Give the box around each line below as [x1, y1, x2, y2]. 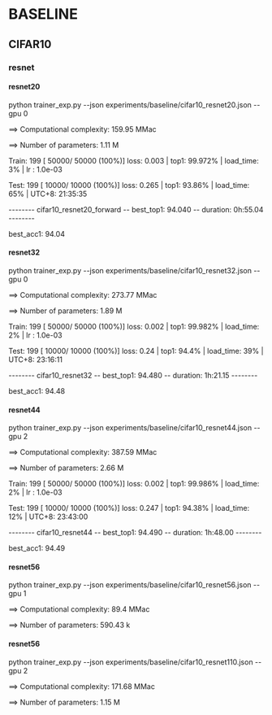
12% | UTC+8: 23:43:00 [8, 512, 89, 521]
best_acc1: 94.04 [8, 229, 65, 238]
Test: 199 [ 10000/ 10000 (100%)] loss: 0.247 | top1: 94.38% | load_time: [8, 504, 250, 513]
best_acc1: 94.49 [8, 543, 66, 553]
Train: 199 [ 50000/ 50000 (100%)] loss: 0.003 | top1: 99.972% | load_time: [8, 155, 259, 165]
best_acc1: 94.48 [8, 386, 66, 395]
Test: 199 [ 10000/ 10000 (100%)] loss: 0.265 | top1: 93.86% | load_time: [8, 180, 250, 190]
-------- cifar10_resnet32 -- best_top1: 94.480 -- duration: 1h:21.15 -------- [8, 370, 258, 380]
